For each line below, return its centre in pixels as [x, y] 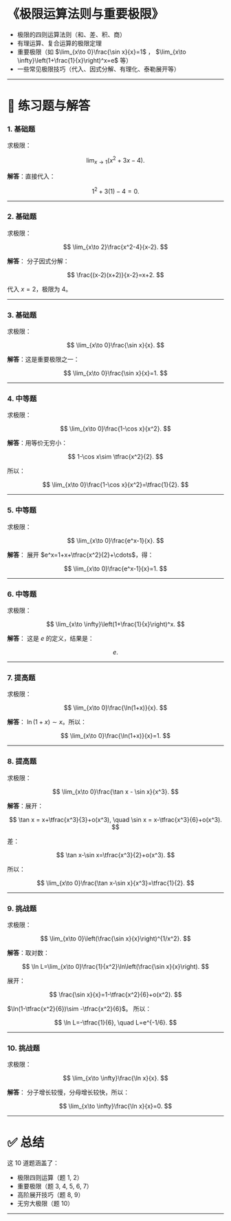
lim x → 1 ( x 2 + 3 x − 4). [115, 161]
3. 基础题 [22, 315]
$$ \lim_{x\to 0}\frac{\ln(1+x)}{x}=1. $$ [115, 736]
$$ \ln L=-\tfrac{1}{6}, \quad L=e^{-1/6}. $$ [115, 1022]
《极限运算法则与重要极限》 [86, 14]
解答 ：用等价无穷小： [37, 443]
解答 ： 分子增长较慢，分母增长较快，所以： [68, 1092]
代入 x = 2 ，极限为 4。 [40, 289]
